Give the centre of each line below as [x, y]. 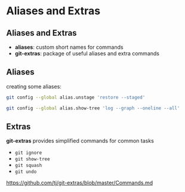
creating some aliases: [34, 86]
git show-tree [32, 159]
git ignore [28, 153]
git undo [26, 172]
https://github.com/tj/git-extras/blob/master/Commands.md [80, 183]
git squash [28, 166]
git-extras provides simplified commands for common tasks [80, 141]
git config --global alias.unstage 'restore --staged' [76, 97]
